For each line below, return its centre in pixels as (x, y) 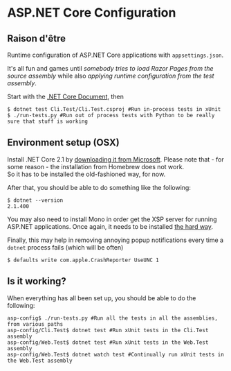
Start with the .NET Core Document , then (66, 96)
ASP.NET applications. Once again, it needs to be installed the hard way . (110, 226)
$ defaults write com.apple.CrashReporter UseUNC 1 (83, 260)
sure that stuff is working (48, 121)
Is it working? (37, 281)
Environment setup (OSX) (63, 143)
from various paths (35, 324)
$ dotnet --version (35, 200)
